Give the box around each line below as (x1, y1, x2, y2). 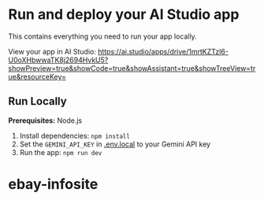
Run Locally (8, 94, 67, 108)
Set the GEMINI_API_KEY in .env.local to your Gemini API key (19, 139, 211, 149)
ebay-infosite (8, 175, 99, 193)
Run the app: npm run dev (19, 147, 102, 157)
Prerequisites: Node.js (8, 116, 83, 125)
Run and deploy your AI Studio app (8, 6, 240, 24)
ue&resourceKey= (8, 72, 67, 81)
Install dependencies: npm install (19, 131, 130, 140)
